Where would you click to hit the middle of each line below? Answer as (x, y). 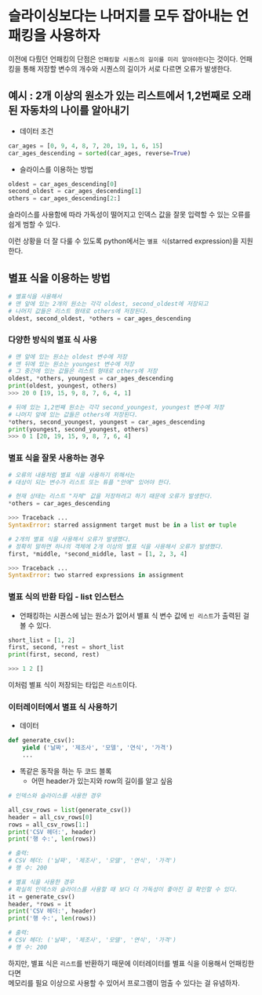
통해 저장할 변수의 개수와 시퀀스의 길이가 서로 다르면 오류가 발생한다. (127, 68)
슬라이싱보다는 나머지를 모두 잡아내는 (120, 16)
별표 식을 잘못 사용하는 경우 (56, 458)
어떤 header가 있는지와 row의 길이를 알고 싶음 (102, 781)
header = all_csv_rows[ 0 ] (50, 817)
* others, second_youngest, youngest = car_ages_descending (107, 422)
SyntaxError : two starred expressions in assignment (96, 575)
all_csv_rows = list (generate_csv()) (70, 810)
